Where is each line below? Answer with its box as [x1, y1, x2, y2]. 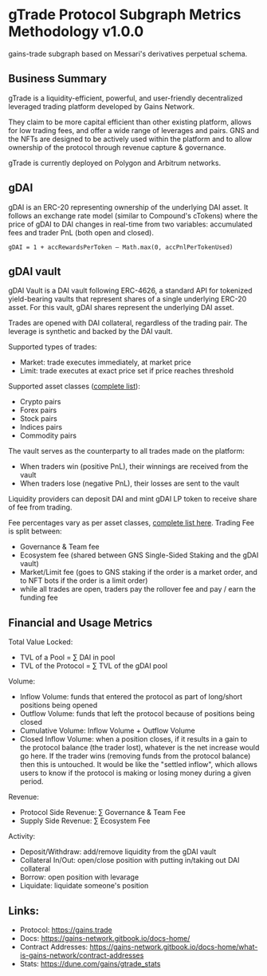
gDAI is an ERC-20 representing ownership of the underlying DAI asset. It [8, 202, 249, 212]
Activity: [8, 832, 36, 841]
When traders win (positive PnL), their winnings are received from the [19, 462, 249, 471]
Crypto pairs [19, 397, 61, 407]
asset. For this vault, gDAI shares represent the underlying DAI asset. [8, 303, 234, 313]
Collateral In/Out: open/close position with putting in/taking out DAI [19, 856, 240, 865]
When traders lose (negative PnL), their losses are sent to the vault [19, 478, 240, 488]
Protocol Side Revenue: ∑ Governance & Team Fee [19, 808, 186, 817]
